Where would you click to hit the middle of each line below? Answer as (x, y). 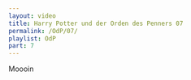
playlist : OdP (33, 38)
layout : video (33, 16)
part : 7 (22, 46)
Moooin (21, 69)
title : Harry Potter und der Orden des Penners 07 (96, 23)
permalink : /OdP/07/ (43, 31)
